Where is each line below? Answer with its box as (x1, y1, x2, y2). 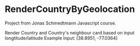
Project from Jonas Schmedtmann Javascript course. (5, 20, 116, 26)
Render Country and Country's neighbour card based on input (5, 29, 135, 35)
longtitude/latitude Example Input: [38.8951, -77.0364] (5, 35, 118, 41)
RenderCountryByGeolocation (5, 3, 135, 15)
